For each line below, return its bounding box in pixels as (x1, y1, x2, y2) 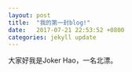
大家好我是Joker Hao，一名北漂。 (8, 56, 118, 65)
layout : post (8, 11, 51, 20)
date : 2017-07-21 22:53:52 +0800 (8, 26, 125, 34)
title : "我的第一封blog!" (8, 19, 90, 27)
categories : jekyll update (8, 33, 97, 41)
